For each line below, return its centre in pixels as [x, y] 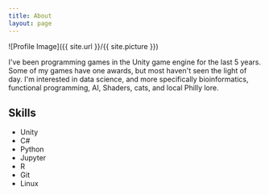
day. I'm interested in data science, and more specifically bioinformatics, [128, 79]
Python [32, 149]
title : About [30, 16]
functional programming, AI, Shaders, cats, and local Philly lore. [114, 87]
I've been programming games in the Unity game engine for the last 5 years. [135, 62]
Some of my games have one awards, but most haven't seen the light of [128, 70]
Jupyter [33, 158]
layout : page [30, 23]
